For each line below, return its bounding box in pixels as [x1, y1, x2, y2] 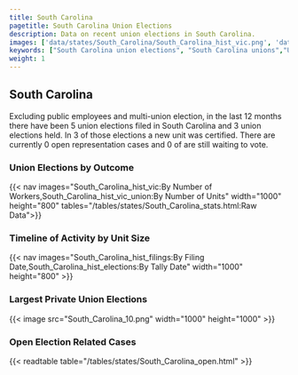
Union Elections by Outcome [9, 161, 135, 173]
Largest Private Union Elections [9, 293, 148, 306]
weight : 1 [9, 54, 46, 63]
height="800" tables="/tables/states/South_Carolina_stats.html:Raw [9, 201, 257, 211]
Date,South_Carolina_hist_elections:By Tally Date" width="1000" [9, 261, 244, 272]
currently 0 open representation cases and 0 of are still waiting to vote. [9, 139, 269, 149]
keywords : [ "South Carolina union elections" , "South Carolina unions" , [9, 46, 284, 55]
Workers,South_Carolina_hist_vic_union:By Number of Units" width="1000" [9, 191, 282, 202]
